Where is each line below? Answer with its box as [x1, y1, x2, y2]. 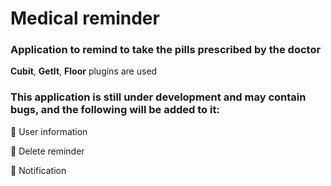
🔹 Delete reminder [10, 145, 85, 157]
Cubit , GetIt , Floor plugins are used [10, 65, 158, 77]
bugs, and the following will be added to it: [10, 103, 220, 117]
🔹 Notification [10, 164, 67, 176]
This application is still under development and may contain [10, 90, 307, 104]
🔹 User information [10, 125, 88, 137]
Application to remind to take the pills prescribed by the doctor [10, 43, 322, 57]
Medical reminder [10, 7, 160, 30]
